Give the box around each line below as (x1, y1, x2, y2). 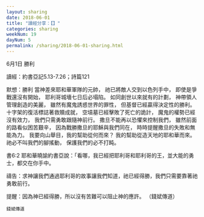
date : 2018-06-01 (6, 15, 50, 21)
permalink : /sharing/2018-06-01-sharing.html (6, 43, 123, 49)
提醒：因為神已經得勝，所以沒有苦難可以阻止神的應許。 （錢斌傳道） (6, 192, 178, 200)
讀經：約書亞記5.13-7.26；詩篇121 (6, 73, 90, 80)
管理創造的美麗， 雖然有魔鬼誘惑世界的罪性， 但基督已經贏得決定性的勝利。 (6, 101, 195, 108)
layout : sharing (6, 8, 47, 15)
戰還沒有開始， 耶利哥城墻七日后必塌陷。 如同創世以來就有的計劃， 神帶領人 (6, 93, 197, 101)
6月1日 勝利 (6, 60, 35, 67)
